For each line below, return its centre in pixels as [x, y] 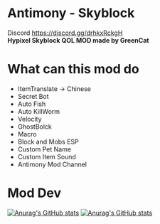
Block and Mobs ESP [48, 142]
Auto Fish [32, 104]
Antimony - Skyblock [71, 13]
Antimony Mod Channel [52, 164]
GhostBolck [34, 127]
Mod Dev [34, 193]
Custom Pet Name [44, 149]
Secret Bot [33, 96]
